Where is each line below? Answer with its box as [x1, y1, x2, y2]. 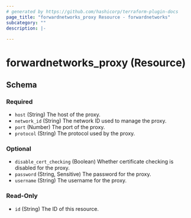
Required [6, 97, 33, 105]
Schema [6, 79, 37, 89]
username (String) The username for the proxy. [14, 177, 127, 184]
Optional [6, 145, 31, 153]
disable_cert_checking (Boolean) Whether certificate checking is [14, 158, 174, 165]
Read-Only [6, 192, 38, 200]
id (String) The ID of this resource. [14, 205, 99, 212]
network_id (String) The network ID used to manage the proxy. [14, 117, 167, 124]
